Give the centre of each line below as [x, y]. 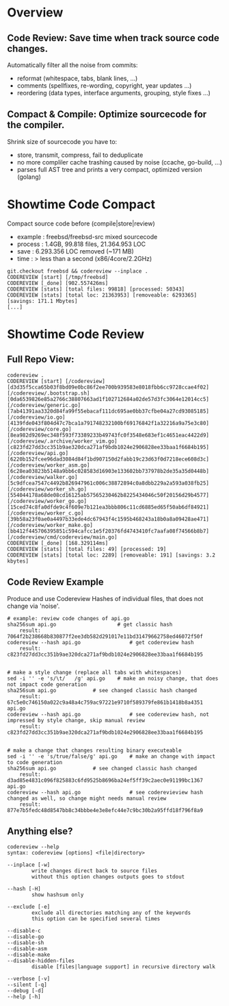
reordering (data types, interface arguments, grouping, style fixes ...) [113, 93]
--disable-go [26, 937]
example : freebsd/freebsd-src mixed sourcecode [87, 236]
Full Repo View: [41, 359]
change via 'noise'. [33, 606]
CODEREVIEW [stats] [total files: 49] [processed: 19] [87, 549]
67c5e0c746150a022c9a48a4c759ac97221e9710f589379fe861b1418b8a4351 [105, 702]
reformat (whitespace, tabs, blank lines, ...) [77, 78]
